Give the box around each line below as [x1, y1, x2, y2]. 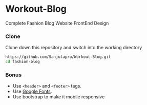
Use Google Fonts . [12, 88, 52, 95]
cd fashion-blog [5, 59, 40, 65]
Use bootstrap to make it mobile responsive [12, 94, 105, 100]
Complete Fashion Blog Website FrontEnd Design [5, 20, 109, 26]
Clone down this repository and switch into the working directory [5, 45, 142, 51]
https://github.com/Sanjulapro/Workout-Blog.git [5, 54, 111, 59]
